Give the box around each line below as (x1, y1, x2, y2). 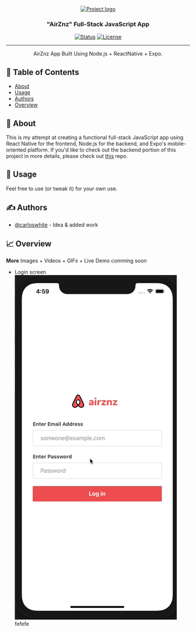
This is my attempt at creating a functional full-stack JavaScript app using (6, 133, 184, 140)
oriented (6, 146, 26, 153)
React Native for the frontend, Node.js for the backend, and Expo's (6, 140, 166, 147)
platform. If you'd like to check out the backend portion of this (27, 146, 176, 153)
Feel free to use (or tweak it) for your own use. (6, 185, 118, 192)
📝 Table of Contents (6, 67, 79, 77)
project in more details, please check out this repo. (6, 152, 128, 159)
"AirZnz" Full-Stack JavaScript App (46, 20, 150, 28)
